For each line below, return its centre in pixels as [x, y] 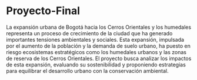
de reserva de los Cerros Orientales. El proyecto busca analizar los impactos [99, 58]
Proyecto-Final [43, 11]
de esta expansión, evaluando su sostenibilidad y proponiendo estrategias [96, 64]
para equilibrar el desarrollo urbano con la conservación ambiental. [87, 71]
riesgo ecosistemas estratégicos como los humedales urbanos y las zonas [96, 52]
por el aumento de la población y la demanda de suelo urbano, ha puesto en [98, 46]
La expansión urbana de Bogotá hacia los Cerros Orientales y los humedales [99, 27]
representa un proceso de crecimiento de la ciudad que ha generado [89, 33]
